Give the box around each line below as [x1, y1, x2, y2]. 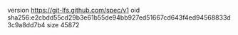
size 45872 [46, 21, 80, 29]
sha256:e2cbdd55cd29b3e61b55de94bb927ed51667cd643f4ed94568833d [7, 13, 232, 22]
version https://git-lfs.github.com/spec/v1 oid [7, 6, 140, 14]
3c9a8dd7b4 [7, 21, 46, 29]
